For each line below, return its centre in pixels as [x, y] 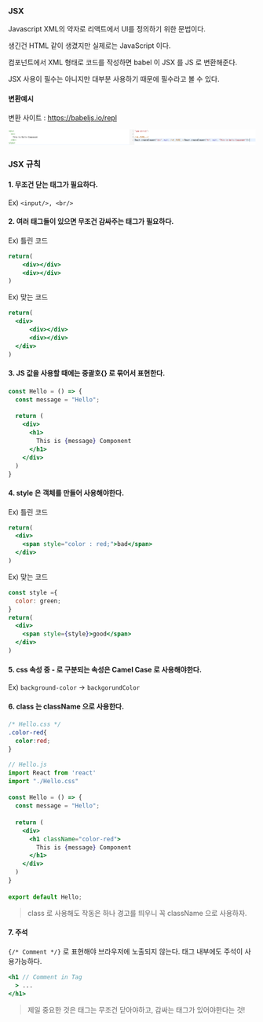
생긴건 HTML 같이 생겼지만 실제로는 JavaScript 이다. [89, 46]
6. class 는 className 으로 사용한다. [66, 706]
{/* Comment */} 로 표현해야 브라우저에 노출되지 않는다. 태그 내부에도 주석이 [126, 951]
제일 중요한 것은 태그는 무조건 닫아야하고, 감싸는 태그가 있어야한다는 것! [136, 1009]
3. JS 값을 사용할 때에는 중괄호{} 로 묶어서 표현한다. [87, 373]
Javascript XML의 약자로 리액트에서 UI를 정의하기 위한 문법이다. [107, 29]
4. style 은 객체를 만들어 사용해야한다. [66, 493]
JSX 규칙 [25, 164]
